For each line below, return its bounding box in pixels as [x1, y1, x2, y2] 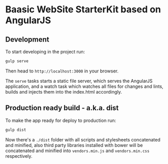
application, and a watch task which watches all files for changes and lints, [5, 83, 163, 89]
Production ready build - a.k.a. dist [5, 104, 119, 113]
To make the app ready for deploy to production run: [5, 117, 117, 123]
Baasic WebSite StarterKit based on [5, 4, 161, 15]
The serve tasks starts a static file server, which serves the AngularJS [5, 78, 153, 84]
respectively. [5, 153, 32, 159]
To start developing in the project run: [5, 49, 85, 54]
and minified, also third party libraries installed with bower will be [5, 142, 143, 148]
